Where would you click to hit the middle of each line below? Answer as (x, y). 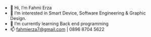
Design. (18, 18)
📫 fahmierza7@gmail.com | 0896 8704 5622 (57, 29)
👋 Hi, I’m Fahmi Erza (31, 8)
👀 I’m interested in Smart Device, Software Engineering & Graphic (78, 13)
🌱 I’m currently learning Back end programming (59, 23)
